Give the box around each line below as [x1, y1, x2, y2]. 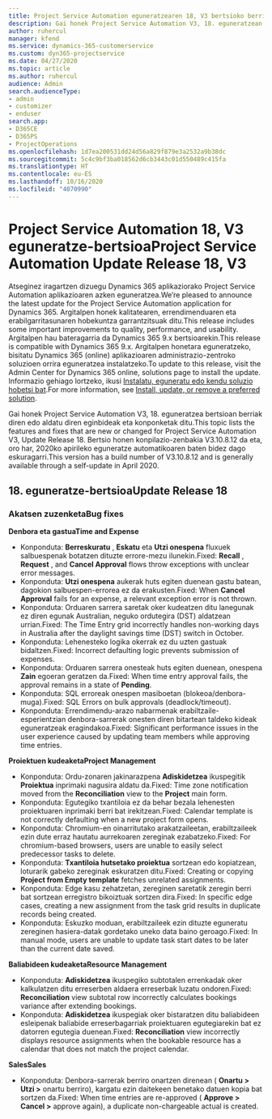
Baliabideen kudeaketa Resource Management [8, 959, 168, 969]
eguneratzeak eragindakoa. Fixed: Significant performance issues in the [19, 723, 259, 733]
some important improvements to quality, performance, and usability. [8, 324, 239, 334]
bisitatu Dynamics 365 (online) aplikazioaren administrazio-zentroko [8, 350, 236, 360]
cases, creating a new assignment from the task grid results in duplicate [19, 901, 261, 911]
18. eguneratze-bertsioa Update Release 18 [8, 484, 228, 498]
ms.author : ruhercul [8, 72, 79, 80]
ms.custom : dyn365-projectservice [8, 49, 125, 58]
